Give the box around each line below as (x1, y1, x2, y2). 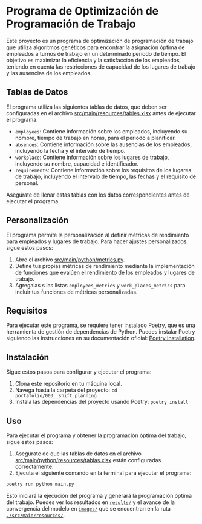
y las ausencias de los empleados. (6, 69, 92, 76)
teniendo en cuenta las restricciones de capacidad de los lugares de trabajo (6, 62, 195, 70)
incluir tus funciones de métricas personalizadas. (15, 288, 138, 295)
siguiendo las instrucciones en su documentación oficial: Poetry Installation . (6, 335, 196, 342)
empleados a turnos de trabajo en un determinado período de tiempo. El (6, 50, 186, 57)
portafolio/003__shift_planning (15, 393, 97, 399)
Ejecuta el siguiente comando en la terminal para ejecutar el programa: (15, 469, 192, 477)
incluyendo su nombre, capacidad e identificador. (15, 160, 139, 167)
